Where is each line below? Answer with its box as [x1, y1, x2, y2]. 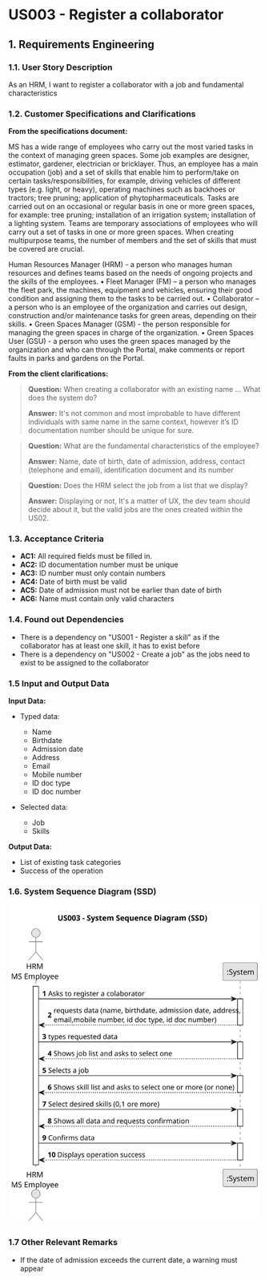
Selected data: [19, 802, 68, 812]
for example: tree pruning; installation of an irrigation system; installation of [8, 210, 256, 220]
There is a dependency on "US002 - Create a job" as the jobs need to [19, 649, 251, 659]
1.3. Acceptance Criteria [8, 533, 104, 544]
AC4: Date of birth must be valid [19, 577, 127, 587]
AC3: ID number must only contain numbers [19, 568, 166, 578]
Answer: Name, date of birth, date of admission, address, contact [27, 457, 246, 467]
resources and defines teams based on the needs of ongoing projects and [8, 269, 253, 278]
